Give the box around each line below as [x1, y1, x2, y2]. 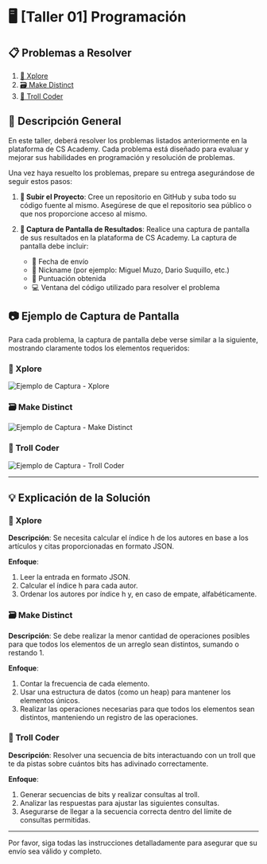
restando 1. [8, 647, 45, 657]
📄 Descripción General [8, 115, 122, 128]
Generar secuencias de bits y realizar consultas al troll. [19, 789, 200, 799]
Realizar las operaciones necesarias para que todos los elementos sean [19, 704, 255, 713]
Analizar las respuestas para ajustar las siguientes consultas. [19, 798, 220, 807]
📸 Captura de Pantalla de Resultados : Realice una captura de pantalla [19, 224, 250, 233]
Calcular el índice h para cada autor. [19, 581, 138, 591]
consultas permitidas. [19, 815, 91, 824]
